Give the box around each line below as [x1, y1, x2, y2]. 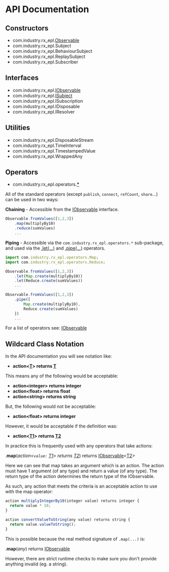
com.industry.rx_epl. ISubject [12, 93, 73, 99]
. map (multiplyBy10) [14, 221, 56, 226]
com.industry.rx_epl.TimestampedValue [12, 147, 95, 154]
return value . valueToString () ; [10, 522, 76, 527]
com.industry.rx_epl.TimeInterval [12, 142, 81, 148]
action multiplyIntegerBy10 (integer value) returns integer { [5, 498, 140, 504]
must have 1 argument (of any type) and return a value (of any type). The [5, 468, 157, 474]
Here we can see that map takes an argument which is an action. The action [5, 463, 164, 469]
